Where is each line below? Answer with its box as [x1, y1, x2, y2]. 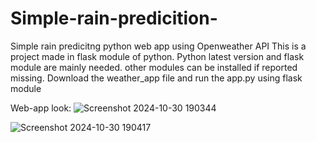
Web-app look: [10, 102, 72, 114]
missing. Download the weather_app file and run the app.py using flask [10, 72, 303, 84]
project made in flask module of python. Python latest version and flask [10, 50, 305, 62]
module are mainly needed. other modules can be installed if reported [10, 61, 298, 73]
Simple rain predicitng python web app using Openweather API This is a [10, 40, 307, 52]
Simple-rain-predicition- [10, 7, 218, 30]
